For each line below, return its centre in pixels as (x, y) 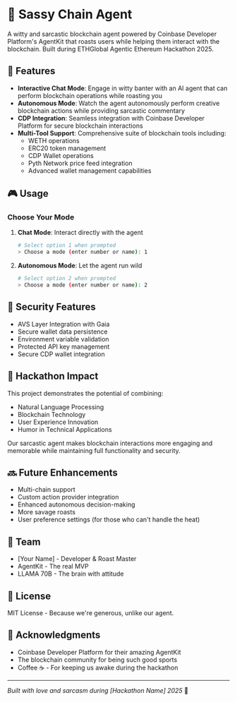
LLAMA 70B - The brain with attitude (71, 574)
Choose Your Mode (41, 217)
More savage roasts (47, 512)
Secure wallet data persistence (62, 332)
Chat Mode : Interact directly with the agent (80, 233)
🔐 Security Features (52, 307)
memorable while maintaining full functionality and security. (94, 450)
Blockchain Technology (51, 414)
